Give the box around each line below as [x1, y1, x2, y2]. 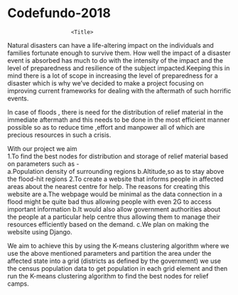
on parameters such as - [7, 159, 80, 168]
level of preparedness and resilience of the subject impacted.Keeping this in [7, 63, 230, 72]
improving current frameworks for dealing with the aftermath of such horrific [7, 86, 232, 95]
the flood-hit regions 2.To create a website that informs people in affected [7, 175, 224, 183]
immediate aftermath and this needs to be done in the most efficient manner [7, 115, 230, 124]
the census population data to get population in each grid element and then [7, 264, 228, 272]
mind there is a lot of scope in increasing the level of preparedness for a [7, 71, 218, 80]
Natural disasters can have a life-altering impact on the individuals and [7, 41, 215, 49]
